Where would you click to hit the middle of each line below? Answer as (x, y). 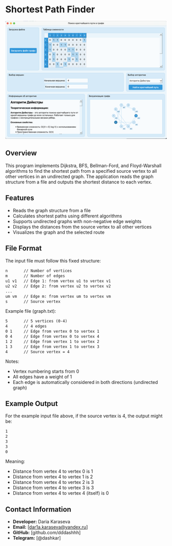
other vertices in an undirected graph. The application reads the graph (79, 176)
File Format (24, 248)
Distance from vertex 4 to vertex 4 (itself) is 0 (61, 493)
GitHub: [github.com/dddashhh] (47, 533)
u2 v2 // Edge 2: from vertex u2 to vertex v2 (58, 286)
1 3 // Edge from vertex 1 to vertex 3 (52, 347)
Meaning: (15, 461)
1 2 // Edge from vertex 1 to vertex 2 (52, 341)
